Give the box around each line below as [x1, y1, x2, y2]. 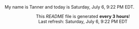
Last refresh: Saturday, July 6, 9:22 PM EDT [38, 19, 128, 24]
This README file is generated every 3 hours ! [36, 14, 130, 19]
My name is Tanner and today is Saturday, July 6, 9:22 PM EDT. [4, 4, 135, 10]
